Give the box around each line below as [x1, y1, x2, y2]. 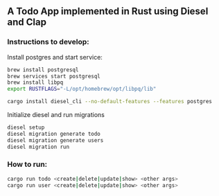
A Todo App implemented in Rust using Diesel [7, 6, 209, 17]
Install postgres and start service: [7, 53, 103, 61]
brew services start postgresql [7, 73, 100, 80]
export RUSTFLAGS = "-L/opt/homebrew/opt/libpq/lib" [7, 86, 157, 93]
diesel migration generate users [7, 136, 104, 144]
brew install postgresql [7, 66, 79, 73]
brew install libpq [7, 79, 64, 86]
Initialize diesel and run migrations [7, 111, 105, 119]
